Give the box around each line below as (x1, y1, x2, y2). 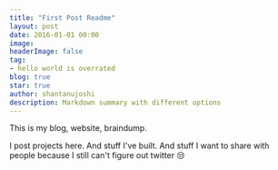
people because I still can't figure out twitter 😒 (9, 150, 185, 161)
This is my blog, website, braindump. (9, 123, 147, 134)
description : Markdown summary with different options (9, 97, 222, 107)
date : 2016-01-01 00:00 (9, 30, 100, 39)
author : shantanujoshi (9, 89, 95, 98)
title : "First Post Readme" (9, 13, 116, 23)
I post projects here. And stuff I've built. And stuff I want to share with (9, 140, 270, 151)
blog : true (9, 73, 51, 82)
